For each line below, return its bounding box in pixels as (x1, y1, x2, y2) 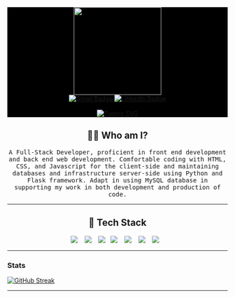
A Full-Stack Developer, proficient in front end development (8, 148, 227, 156)
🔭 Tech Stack (88, 217, 147, 229)
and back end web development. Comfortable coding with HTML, (8, 155, 227, 163)
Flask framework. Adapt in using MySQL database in (27, 176, 208, 184)
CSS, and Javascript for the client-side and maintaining (16, 162, 219, 170)
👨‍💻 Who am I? (87, 130, 148, 142)
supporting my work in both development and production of (13, 183, 221, 191)
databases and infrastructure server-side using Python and (12, 169, 223, 177)
